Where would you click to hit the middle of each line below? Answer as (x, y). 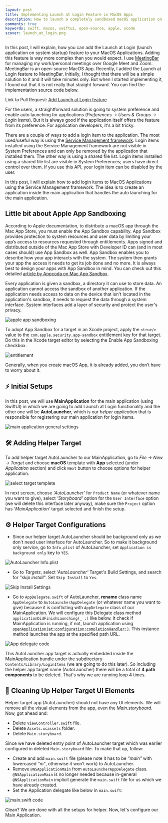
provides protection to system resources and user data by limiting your (78, 236)
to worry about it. (23, 370)
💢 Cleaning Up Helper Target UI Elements (70, 691)
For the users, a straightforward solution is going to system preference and (82, 109)
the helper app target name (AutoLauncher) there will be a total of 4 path (80, 670)
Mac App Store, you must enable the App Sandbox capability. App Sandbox (83, 231)
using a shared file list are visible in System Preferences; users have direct (82, 162)
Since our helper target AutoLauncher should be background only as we (87, 537)
